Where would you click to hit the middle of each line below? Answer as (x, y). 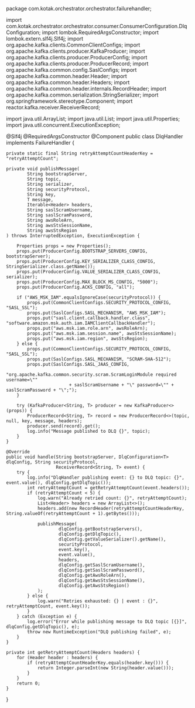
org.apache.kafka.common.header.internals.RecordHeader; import (86, 88)
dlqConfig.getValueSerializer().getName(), (112, 539)
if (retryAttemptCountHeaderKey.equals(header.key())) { (98, 663)
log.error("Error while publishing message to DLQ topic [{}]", (107, 622)
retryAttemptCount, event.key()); (48, 606)
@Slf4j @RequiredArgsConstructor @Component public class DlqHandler (95, 136)
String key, (42, 195)
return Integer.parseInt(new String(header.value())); (106, 668)
